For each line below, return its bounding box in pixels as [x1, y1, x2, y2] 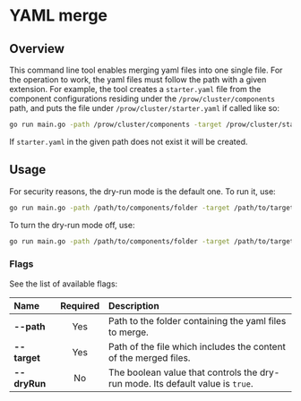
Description [107, 299, 159, 311]
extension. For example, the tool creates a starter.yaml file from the [9, 84, 262, 94]
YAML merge [9, 5, 108, 26]
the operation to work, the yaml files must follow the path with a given [9, 74, 267, 85]
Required [59, 299, 100, 311]
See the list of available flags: [9, 278, 118, 289]
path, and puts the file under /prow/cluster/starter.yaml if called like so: [9, 103, 280, 113]
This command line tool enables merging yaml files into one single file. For [9, 64, 283, 75]
